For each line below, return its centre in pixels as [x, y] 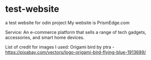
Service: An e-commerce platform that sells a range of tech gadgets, [76, 32]
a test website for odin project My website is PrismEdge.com [67, 23]
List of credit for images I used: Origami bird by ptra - [60, 47]
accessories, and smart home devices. [45, 37]
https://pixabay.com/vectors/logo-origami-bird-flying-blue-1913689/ [75, 52]
